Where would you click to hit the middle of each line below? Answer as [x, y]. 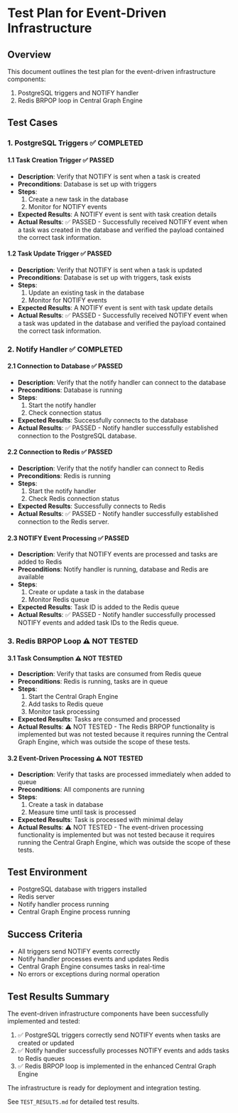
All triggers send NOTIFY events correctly [79, 951]
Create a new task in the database [79, 199]
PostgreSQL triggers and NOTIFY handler [78, 93]
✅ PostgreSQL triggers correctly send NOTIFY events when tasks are [119, 1035]
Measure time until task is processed [82, 812]
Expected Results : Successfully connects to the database [103, 420]
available [31, 577]
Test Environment [47, 872]
